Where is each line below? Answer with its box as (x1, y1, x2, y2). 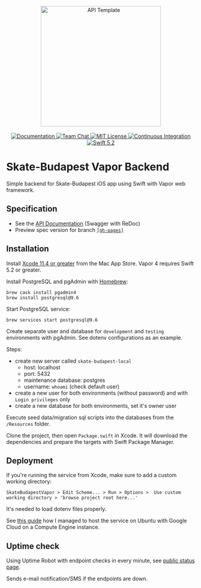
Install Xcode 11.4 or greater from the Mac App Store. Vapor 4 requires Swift (6, 260, 194, 267)
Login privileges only (14, 395, 71, 403)
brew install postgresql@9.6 (6, 295, 79, 301)
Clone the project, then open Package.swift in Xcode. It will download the (6, 431, 188, 439)
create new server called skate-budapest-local (14, 357, 132, 364)
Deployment (6, 455, 53, 466)
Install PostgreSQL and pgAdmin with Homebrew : (6, 278, 128, 285)
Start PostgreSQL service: (6, 305, 71, 313)
